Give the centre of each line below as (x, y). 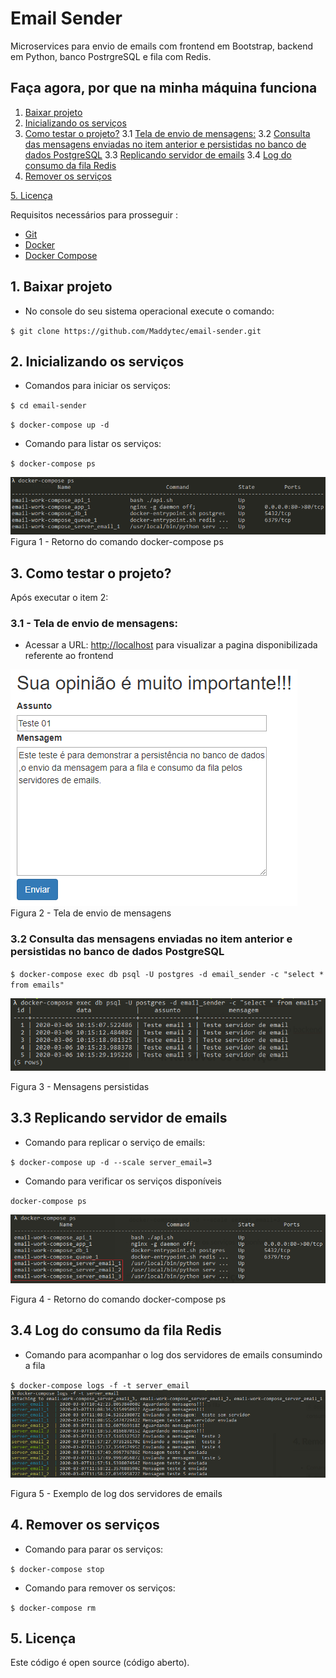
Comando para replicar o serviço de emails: (115, 1142)
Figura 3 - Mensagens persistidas (80, 1086)
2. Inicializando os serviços (97, 361)
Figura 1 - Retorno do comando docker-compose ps (117, 542)
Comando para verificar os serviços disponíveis (123, 1181)
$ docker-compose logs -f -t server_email (100, 1385)
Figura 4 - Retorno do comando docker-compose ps (118, 1299)
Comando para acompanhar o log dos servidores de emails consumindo (173, 1354)
